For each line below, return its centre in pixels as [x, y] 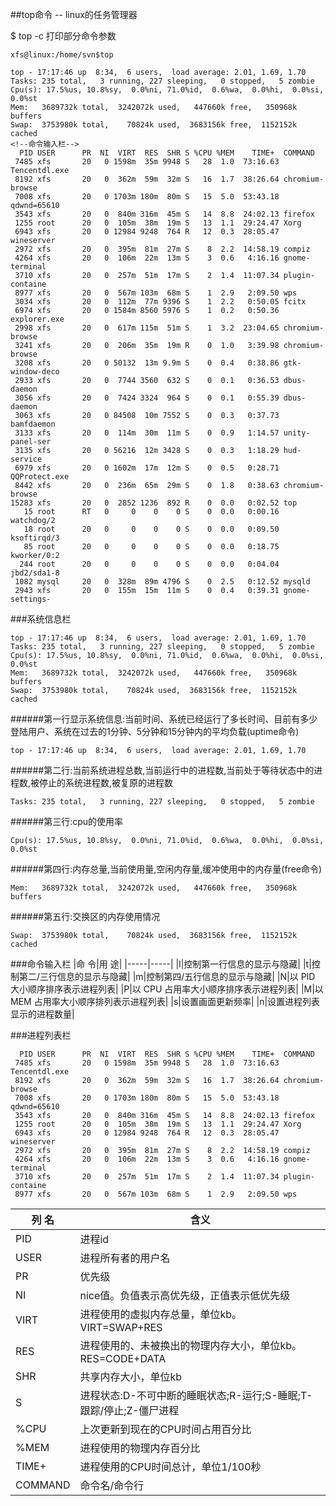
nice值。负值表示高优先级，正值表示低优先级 [185, 1295]
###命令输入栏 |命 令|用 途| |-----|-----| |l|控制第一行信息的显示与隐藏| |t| [161, 964]
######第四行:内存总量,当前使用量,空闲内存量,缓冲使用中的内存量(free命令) [166, 869]
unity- [297, 433]
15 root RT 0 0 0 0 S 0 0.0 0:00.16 [151, 512]
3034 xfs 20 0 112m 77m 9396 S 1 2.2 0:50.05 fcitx [160, 302]
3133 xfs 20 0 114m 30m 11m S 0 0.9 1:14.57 [147, 433]
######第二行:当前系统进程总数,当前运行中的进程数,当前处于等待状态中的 [162, 770]
